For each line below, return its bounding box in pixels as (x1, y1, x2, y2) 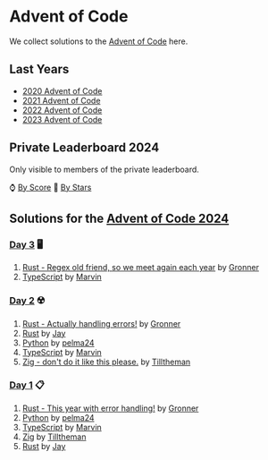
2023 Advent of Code (21, 114, 103, 124)
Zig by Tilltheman (21, 431, 87, 442)
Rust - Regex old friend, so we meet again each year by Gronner (21, 262, 259, 273)
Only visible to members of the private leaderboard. (9, 164, 199, 175)
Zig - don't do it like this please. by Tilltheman (21, 356, 191, 367)
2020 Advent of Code (21, 85, 103, 96)
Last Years (9, 62, 70, 77)
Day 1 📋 (9, 379, 45, 391)
